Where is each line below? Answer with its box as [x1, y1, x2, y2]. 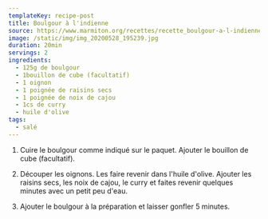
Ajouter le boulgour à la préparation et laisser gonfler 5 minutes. [19, 201, 231, 211]
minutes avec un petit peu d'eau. [19, 185, 128, 196]
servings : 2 [8, 49, 48, 57]
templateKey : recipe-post [8, 11, 94, 20]
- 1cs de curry [15, 101, 66, 109]
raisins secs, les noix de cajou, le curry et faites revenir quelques [19, 177, 234, 187]
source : [8, 26, 34, 34]
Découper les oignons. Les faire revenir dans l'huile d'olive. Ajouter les [19, 169, 252, 178]
